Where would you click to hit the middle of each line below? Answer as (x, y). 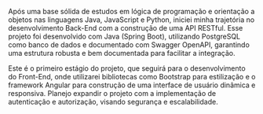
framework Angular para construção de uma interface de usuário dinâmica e (132, 85)
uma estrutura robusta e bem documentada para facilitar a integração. (122, 53)
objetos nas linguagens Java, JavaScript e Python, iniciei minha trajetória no (131, 20)
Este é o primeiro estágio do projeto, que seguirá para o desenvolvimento (127, 68)
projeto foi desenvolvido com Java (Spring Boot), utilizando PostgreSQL (124, 36)
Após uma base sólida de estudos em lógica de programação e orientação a (131, 11)
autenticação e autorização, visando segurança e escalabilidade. (113, 102)
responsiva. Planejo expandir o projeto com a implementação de (112, 93)
